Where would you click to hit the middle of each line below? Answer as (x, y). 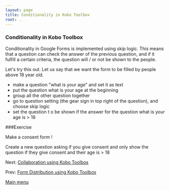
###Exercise (19, 127)
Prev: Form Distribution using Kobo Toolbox (51, 172)
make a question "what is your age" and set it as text (68, 84)
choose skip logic (31, 106)
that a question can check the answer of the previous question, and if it (80, 54)
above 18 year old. (24, 75)
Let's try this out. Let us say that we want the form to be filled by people (81, 69)
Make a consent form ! (29, 137)
